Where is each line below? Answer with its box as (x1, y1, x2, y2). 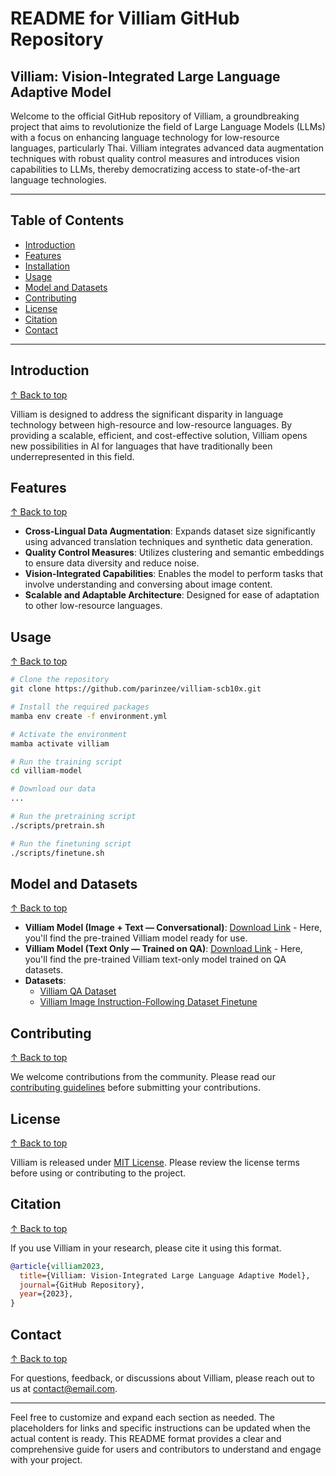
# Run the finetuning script (10, 838, 132, 849)
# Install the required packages (10, 702, 150, 712)
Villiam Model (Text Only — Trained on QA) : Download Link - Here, (24, 943, 303, 955)
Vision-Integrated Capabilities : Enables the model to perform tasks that (24, 568, 324, 580)
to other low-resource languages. (24, 600, 163, 612)
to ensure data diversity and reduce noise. (24, 557, 200, 569)
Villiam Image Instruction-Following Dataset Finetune (39, 996, 258, 1008)
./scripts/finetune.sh (10, 848, 105, 858)
